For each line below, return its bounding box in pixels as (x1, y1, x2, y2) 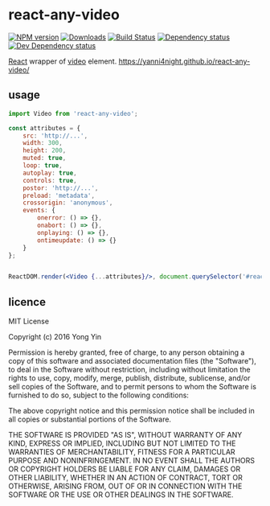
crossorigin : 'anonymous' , (22, 199, 113, 207)
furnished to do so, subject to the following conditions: (8, 390, 189, 400)
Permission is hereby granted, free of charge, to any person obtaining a (8, 348, 245, 357)
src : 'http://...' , (22, 131, 88, 140)
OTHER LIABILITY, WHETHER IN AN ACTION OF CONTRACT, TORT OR (8, 473, 243, 483)
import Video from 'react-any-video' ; (8, 109, 138, 117)
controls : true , (22, 176, 78, 184)
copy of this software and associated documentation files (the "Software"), (8, 356, 257, 366)
